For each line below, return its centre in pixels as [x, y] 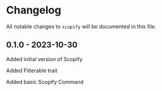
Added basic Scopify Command [45, 82]
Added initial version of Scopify [44, 59]
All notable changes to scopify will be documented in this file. [81, 26]
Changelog [34, 10]
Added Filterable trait [32, 70]
